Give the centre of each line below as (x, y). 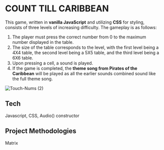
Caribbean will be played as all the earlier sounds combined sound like (84, 73)
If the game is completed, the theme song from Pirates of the (75, 68)
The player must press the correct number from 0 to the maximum (79, 37)
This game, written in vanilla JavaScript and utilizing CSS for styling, (75, 22)
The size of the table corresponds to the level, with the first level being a (85, 47)
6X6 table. (23, 58)
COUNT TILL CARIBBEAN (57, 9)
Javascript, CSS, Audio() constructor (42, 116)
